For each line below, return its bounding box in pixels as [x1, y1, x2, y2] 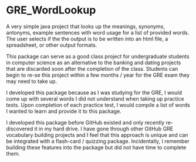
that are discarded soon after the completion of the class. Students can [6, 65, 178, 72]
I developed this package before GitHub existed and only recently [6, 119, 165, 126]
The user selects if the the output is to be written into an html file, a [6, 35, 168, 42]
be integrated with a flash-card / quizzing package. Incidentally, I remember [6, 137, 190, 144]
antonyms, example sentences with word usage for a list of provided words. [6, 29, 190, 36]
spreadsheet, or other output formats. [6, 42, 97, 49]
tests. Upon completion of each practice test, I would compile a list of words [6, 101, 191, 108]
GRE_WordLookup [6, 4, 96, 17]
